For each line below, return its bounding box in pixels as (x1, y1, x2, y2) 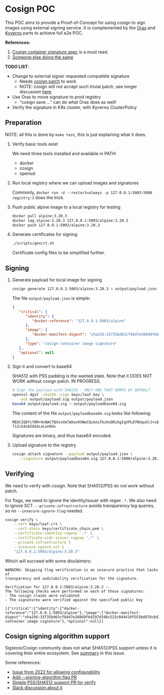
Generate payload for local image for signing (12, 277, 102, 283)
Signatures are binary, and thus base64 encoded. (12, 432, 112, 439)
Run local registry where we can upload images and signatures (12, 180, 139, 185)
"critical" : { (19, 309, 48, 314)
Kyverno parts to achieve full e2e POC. (5, 30, 83, 36)
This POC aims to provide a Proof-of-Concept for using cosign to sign (5, 20, 145, 25)
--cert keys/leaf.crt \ (14, 522, 62, 527)
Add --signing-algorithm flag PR (12, 674, 77, 680)
